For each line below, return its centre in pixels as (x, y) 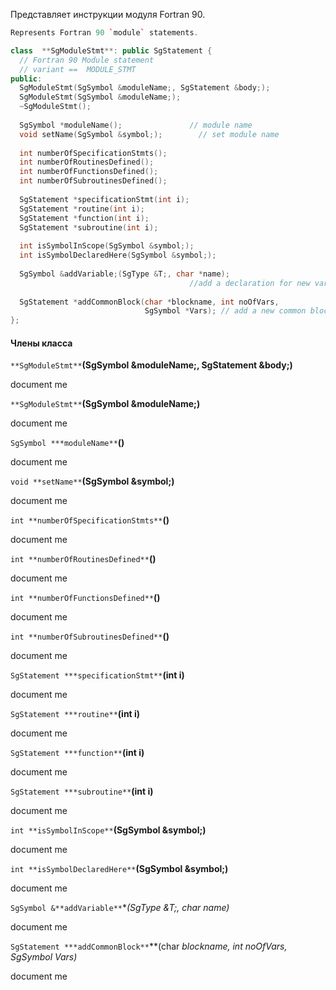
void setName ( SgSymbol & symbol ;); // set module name (149, 134)
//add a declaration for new (250, 283)
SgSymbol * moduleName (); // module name (136, 125)
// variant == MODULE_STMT (78, 69)
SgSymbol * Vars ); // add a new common (225, 311)
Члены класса (41, 343)
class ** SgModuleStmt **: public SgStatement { (111, 50)
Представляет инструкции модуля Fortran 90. (108, 14)
